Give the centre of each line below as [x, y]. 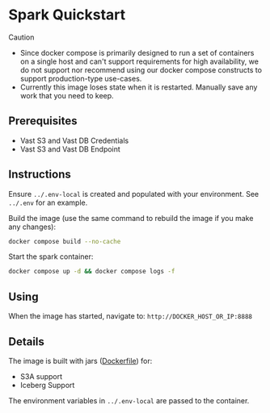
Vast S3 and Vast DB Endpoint [70, 149]
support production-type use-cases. [81, 78]
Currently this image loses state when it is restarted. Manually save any [139, 87]
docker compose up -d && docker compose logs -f [92, 272]
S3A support [41, 376]
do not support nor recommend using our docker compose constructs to [141, 69]
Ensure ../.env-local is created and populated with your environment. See [134, 194]
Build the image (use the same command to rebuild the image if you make [131, 218]
